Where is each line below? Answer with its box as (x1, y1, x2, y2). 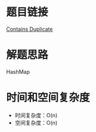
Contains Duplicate (6, 25, 53, 33)
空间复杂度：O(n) (14, 119, 58, 126)
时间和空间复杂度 (6, 91, 91, 105)
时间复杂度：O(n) (14, 111, 58, 119)
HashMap (6, 68, 30, 75)
